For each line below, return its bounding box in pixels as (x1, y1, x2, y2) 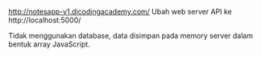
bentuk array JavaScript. (8, 39, 90, 49)
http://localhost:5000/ (8, 15, 81, 25)
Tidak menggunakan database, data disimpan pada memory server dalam (8, 31, 254, 40)
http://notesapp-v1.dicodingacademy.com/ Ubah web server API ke (8, 7, 232, 16)
